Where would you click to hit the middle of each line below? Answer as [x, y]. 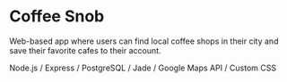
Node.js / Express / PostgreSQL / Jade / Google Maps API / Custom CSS [143, 68]
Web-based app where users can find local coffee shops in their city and [144, 41]
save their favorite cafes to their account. [85, 50]
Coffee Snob [57, 16]
